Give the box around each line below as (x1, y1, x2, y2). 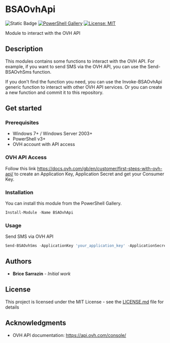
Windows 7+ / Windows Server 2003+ (12, 130, 93, 137)
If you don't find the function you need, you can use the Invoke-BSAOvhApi (5, 78, 162, 84)
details (5, 304, 19, 310)
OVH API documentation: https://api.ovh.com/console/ (12, 332, 126, 338)
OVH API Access (5, 154, 47, 161)
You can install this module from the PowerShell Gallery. (5, 201, 122, 207)
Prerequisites (5, 119, 39, 126)
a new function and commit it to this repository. (5, 89, 104, 95)
